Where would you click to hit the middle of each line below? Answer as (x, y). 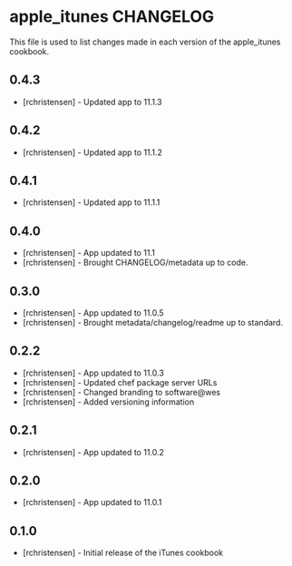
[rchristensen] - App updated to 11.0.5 (93, 313)
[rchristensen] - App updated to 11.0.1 (92, 503)
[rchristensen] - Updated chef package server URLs (120, 382)
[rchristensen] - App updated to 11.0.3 (93, 373)
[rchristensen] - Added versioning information (108, 402)
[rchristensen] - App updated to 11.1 (89, 253)
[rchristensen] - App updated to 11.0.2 (93, 452)
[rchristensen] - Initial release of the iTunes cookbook (123, 553)
